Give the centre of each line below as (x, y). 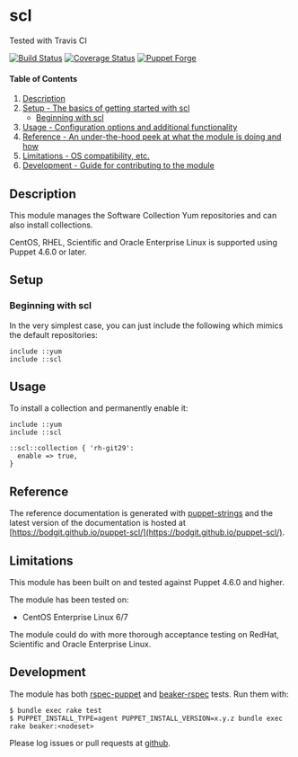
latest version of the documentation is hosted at (98, 523)
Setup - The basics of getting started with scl (106, 108)
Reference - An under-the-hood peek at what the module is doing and (152, 137)
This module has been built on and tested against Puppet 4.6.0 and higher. (147, 583)
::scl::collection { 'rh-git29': (72, 449)
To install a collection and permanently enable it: (99, 408)
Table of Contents (44, 78)
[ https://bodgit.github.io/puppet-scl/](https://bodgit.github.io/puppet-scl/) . (147, 532)
